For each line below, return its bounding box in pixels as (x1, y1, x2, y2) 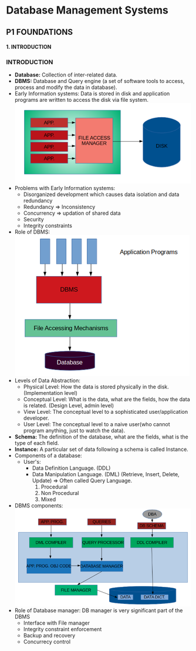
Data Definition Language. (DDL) (32, 464, 111, 471)
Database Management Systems (6, 4, 169, 17)
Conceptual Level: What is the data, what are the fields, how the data (23, 396, 191, 403)
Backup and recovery (23, 632, 76, 639)
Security (23, 216, 44, 223)
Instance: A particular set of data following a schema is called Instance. (14, 446, 189, 453)
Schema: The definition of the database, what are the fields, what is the (14, 433, 189, 440)
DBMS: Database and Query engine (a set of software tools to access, (14, 78, 185, 85)
